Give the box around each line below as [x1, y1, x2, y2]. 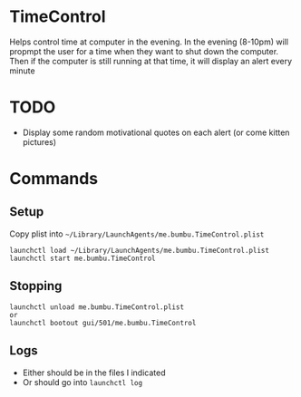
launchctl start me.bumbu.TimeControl [9, 254, 156, 263]
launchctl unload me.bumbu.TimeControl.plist [9, 302, 184, 312]
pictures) [22, 136, 57, 147]
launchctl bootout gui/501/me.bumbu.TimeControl [9, 318, 197, 327]
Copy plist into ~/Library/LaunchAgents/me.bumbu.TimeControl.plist [9, 228, 265, 239]
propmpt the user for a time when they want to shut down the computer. [9, 45, 279, 56]
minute [9, 65, 35, 76]
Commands [9, 169, 99, 189]
